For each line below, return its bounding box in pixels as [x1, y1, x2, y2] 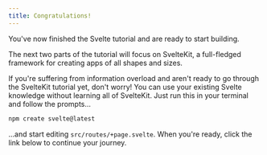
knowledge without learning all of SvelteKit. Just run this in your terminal [8, 90, 249, 100]
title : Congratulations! [8, 11, 92, 20]
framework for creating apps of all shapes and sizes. [8, 58, 183, 67]
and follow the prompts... [8, 99, 91, 108]
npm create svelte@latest [8, 114, 95, 123]
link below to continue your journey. [8, 137, 127, 147]
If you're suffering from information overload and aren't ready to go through [8, 73, 260, 83]
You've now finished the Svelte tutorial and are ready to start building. [8, 34, 240, 43]
